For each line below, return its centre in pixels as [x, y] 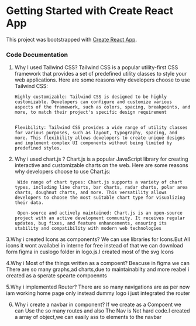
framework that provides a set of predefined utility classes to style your [101, 74]
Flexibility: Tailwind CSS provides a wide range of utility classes [101, 128]
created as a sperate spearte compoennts [56, 276]
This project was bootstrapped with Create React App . [72, 39]
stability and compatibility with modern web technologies [88, 229]
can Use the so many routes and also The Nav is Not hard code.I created [102, 311]
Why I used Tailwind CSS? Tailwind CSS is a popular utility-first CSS [96, 67]
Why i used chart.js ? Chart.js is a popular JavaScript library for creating [101, 159]
